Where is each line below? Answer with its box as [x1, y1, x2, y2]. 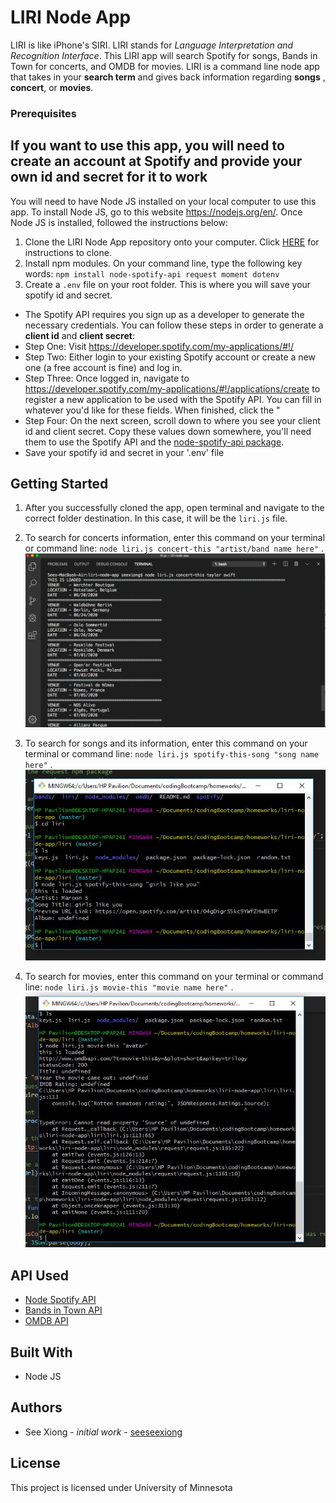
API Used [10, 1267, 70, 1284]
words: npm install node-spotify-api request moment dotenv [24, 267, 280, 280]
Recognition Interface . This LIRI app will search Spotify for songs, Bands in [10, 49, 318, 61]
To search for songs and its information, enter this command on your [24, 737, 308, 749]
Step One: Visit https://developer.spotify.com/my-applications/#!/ [24, 340, 295, 352]
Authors [10, 1399, 63, 1416]
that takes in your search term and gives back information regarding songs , [10, 71, 326, 83]
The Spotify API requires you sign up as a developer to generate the [24, 308, 305, 320]
